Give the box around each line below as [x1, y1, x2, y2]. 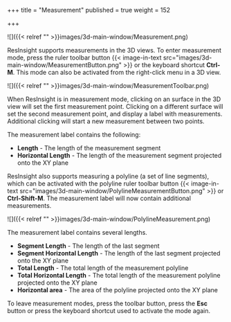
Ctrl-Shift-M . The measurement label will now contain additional [7, 194, 192, 202]
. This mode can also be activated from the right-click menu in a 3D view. [12, 69, 221, 76]
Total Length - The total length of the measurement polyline [17, 264, 189, 272]
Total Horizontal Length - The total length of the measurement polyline [17, 271, 221, 279]
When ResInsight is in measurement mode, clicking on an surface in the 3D [7, 95, 221, 103]
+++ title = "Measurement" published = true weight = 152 [7, 6, 171, 14]
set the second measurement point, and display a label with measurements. [7, 110, 223, 118]
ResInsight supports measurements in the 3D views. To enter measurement [7, 46, 222, 54]
